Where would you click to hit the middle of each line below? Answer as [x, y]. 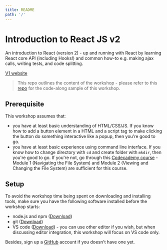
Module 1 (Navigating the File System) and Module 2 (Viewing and [80, 163]
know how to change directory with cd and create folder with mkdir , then [87, 152]
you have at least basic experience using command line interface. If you [86, 147]
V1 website [16, 73]
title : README [20, 10]
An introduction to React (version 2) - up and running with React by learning [83, 53]
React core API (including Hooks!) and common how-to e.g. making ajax [79, 58]
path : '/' [15, 14]
